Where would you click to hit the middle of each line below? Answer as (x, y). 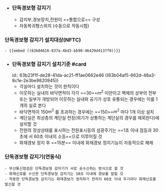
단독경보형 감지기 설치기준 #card (49, 64)
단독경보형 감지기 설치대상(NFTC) (43, 40)
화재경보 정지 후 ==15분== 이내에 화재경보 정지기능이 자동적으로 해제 (86, 143)
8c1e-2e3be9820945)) (35, 80)
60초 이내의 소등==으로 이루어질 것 (68, 137)
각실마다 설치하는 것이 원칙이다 (49, 86)
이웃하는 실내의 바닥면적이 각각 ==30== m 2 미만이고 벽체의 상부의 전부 (88, 92)
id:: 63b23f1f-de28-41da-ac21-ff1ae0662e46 (58, 75)
